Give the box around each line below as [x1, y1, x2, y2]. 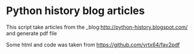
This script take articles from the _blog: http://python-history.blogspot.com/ [6, 23, 188, 31]
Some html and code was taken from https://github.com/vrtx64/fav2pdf [6, 41, 180, 48]
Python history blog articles [6, 4, 145, 18]
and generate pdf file [6, 29, 57, 36]
